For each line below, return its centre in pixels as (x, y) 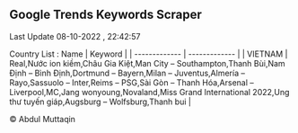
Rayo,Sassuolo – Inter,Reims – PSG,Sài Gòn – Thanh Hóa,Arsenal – (131, 82)
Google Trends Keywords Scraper (105, 15)
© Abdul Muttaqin (43, 119)
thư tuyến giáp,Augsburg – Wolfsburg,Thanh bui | (100, 102)
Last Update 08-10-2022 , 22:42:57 (75, 36)
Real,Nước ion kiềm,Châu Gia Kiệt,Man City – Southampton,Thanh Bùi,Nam (147, 63)
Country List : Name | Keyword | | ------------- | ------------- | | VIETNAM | (149, 54)
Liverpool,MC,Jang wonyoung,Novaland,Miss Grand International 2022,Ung (149, 92)
